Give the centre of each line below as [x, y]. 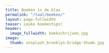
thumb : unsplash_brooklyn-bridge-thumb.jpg [57, 43]
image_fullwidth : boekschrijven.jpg [49, 33]
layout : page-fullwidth [31, 19]
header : [14, 29]
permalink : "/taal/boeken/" [35, 15]
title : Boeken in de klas [33, 10]
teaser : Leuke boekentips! [34, 24]
